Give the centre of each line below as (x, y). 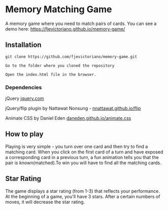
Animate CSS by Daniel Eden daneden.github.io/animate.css (68, 118)
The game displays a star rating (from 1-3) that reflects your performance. (82, 191)
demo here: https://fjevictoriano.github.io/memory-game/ (65, 29)
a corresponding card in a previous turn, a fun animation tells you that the (82, 157)
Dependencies (24, 87)
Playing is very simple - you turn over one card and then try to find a (77, 146)
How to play (24, 134)
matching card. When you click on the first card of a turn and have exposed (84, 152)
